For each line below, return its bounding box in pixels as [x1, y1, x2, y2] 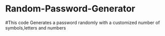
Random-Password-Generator [5, 3, 136, 14]
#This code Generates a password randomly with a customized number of [5, 19, 160, 25]
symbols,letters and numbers [5, 24, 66, 30]
